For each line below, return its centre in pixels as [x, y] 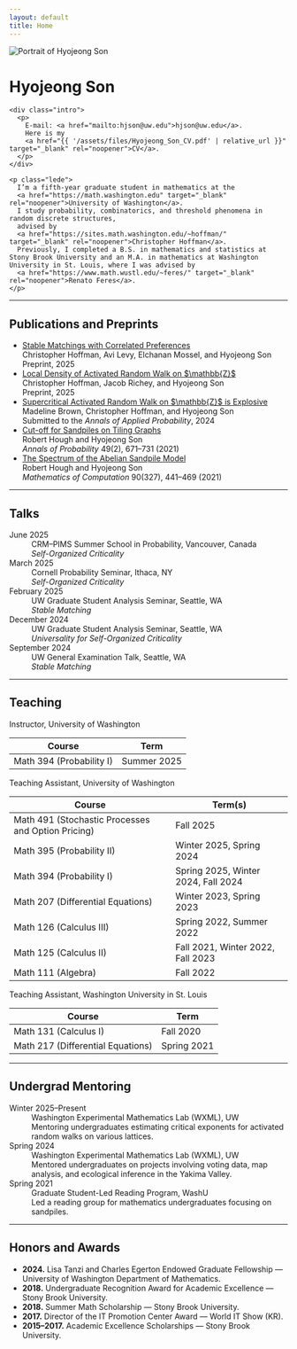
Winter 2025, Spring [218, 845]
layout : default [39, 17]
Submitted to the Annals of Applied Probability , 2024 [118, 421]
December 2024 [39, 620]
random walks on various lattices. [92, 1136]
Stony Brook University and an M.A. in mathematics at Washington [134, 258]
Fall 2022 [195, 972]
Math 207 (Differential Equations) [83, 901]
